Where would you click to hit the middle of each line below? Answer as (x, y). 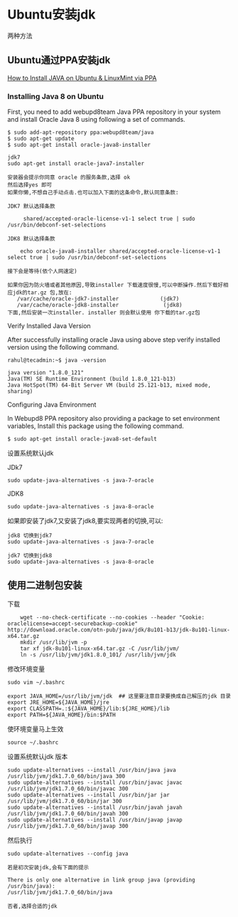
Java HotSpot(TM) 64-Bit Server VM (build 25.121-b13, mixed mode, (109, 385)
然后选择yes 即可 (29, 185)
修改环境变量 (26, 669)
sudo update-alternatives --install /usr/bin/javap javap (95, 819)
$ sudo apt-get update (41, 139)
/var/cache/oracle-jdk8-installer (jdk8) (99, 305)
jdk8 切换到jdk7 (30, 536)
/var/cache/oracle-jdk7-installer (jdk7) (98, 299)
